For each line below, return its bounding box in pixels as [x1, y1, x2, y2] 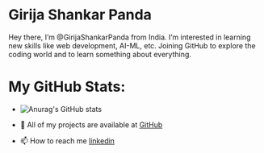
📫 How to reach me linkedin [19, 135, 115, 146]
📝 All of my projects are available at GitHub [19, 119, 163, 130]
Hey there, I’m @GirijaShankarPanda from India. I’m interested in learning [8, 32, 251, 42]
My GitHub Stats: [8, 78, 126, 96]
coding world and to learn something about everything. [8, 49, 192, 59]
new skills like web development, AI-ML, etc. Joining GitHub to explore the [8, 40, 256, 50]
